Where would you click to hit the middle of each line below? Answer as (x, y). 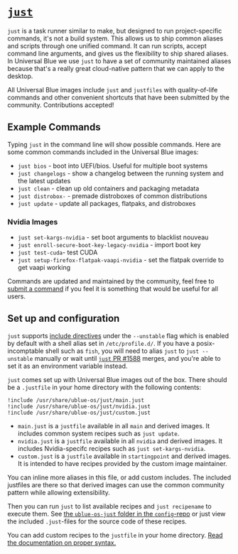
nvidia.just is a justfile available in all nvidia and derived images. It (120, 441)
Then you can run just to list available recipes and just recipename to (109, 506)
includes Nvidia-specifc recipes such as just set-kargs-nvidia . (112, 448)
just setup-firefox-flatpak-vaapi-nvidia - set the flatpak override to (121, 260)
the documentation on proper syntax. (62, 543)
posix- (206, 343)
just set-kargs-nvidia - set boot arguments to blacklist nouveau (113, 237)
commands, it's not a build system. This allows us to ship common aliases (115, 38)
